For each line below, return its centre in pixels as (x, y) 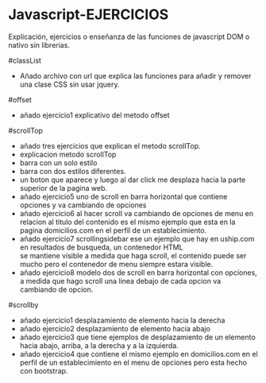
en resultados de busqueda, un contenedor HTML (102, 247)
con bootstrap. (44, 370)
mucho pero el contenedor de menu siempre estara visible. (116, 264)
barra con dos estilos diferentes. (73, 171)
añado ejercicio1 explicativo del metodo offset (94, 115)
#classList (25, 60)
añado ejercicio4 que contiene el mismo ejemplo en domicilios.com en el (139, 354)
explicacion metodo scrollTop (68, 154)
